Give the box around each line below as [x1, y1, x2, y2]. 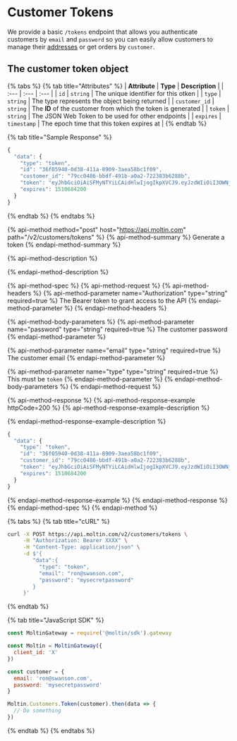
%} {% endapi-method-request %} [59, 382, 161, 391]
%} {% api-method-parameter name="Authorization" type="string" [32, 288, 228, 297]
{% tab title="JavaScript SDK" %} [7, 616, 104, 625]
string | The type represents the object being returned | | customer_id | [7, 97, 214, 105]
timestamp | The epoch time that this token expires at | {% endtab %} [7, 119, 207, 128]
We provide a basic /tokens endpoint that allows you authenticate [7, 27, 198, 36]
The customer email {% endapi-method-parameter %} [7, 353, 166, 362]
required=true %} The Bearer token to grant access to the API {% [7, 296, 197, 305]
